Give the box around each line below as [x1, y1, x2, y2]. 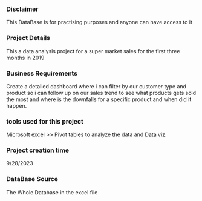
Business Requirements [6, 69, 77, 77]
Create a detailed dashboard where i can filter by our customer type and [6, 82, 186, 90]
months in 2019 [6, 54, 45, 61]
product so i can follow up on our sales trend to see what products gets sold [6, 89, 197, 96]
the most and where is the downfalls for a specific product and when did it [6, 96, 192, 103]
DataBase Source [6, 175, 59, 183]
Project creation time [6, 146, 70, 154]
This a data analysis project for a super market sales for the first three [6, 47, 180, 54]
